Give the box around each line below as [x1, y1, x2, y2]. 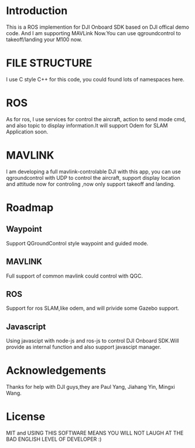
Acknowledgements [6, 364, 107, 377]
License [6, 410, 46, 423]
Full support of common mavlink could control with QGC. [6, 272, 143, 279]
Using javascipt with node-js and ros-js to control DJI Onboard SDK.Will [6, 337, 179, 344]
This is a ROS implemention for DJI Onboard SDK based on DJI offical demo [6, 23, 189, 30]
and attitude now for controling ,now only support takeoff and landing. [6, 180, 176, 187]
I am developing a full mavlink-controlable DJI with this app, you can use [6, 168, 182, 175]
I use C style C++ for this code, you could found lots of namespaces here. [6, 76, 184, 83]
